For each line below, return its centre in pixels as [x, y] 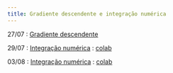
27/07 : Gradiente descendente [53, 34]
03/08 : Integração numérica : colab [60, 62]
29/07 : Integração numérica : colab [60, 47]
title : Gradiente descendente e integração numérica [87, 14]
